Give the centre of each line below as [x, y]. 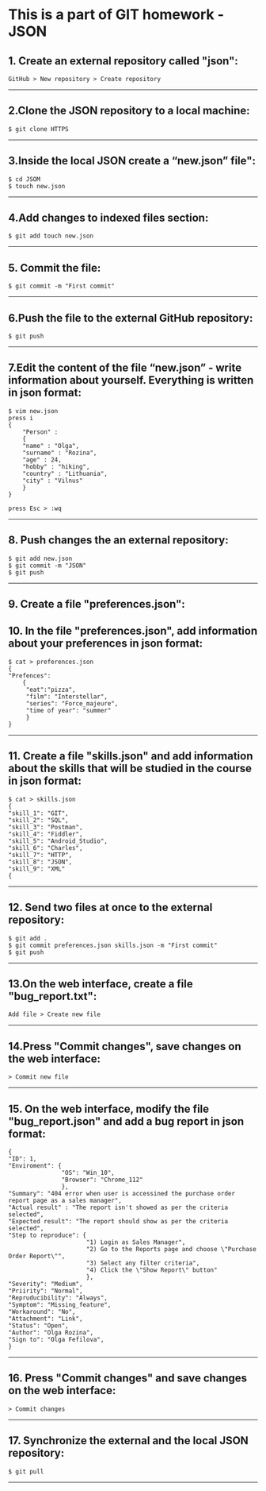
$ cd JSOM [25, 179]
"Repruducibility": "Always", [58, 1298]
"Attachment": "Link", [46, 1319]
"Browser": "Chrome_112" [103, 1180]
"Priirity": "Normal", [46, 1291]
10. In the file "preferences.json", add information [133, 631]
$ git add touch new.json [51, 236]
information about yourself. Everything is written [131, 380]
